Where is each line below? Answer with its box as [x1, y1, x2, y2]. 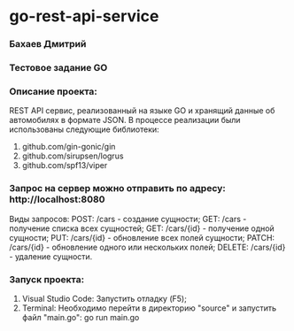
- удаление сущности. [9, 250, 93, 262]
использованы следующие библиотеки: [9, 124, 159, 135]
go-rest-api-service [9, 6, 159, 27]
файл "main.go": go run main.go [21, 312, 140, 322]
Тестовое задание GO [9, 62, 108, 74]
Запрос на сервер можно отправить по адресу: [9, 182, 226, 195]
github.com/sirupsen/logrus [21, 150, 124, 161]
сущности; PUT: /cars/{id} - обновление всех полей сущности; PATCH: [9, 232, 275, 242]
